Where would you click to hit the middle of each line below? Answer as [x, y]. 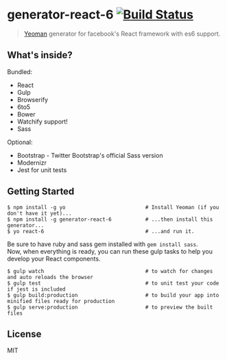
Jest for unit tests [42, 170]
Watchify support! [43, 121]
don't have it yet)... [39, 213]
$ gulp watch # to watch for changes [110, 271]
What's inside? [40, 55]
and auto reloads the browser [50, 277]
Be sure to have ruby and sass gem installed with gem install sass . [103, 244]
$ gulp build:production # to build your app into [113, 295]
